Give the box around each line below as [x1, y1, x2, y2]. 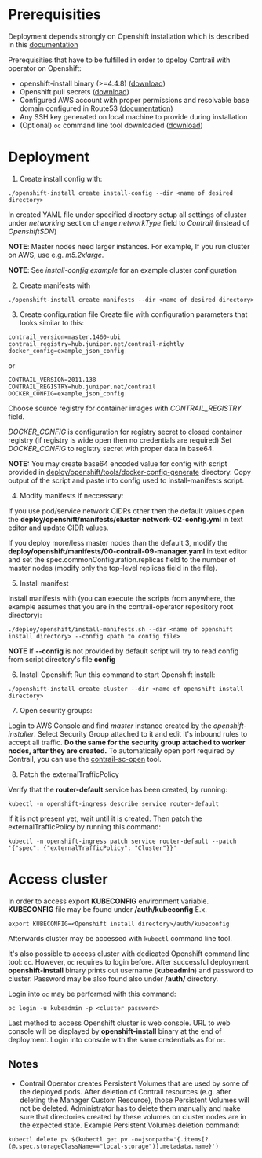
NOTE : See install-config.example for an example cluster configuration [8, 265, 238, 274]
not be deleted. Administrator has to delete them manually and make [19, 1103, 241, 1113]
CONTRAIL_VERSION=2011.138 [8, 376, 96, 384]
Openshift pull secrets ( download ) [19, 86, 129, 96]
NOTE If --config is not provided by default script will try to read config [8, 646, 239, 656]
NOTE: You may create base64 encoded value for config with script [8, 458, 227, 469]
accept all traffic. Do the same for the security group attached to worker [8, 737, 246, 747]
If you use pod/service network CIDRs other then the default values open [8, 505, 245, 516]
